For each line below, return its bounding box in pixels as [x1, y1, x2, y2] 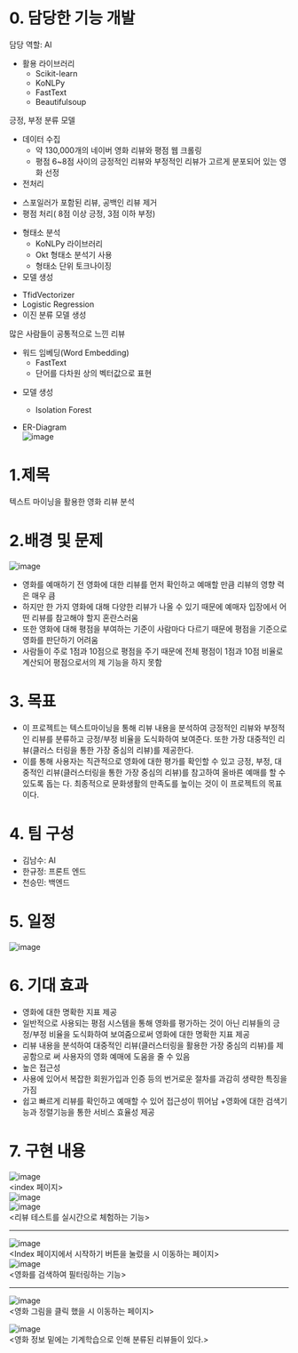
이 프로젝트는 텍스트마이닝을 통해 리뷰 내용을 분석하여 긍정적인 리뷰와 [21, 722, 262, 733]
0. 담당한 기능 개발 [9, 8, 136, 28]
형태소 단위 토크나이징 [35, 260, 113, 271]
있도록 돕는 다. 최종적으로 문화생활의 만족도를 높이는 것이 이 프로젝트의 [21, 777, 266, 788]
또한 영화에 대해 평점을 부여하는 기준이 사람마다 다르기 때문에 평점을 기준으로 [21, 624, 288, 634]
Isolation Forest [35, 404, 92, 415]
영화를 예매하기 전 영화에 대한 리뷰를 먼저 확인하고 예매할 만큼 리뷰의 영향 [21, 579, 276, 590]
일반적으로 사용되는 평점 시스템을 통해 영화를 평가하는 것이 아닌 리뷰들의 [21, 1018, 271, 1028]
